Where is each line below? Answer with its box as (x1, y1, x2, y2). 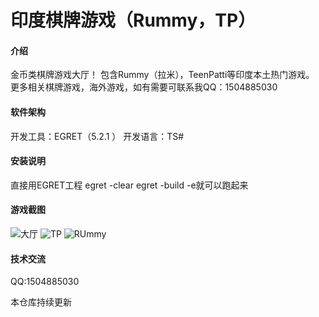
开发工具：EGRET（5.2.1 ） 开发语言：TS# (10, 130, 185, 142)
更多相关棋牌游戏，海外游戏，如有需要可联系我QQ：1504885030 (10, 81, 278, 93)
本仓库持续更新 (10, 296, 72, 308)
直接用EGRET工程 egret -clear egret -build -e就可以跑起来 (10, 179, 249, 191)
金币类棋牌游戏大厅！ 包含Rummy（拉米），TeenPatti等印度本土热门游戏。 (10, 69, 315, 81)
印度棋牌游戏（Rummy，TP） (10, 9, 257, 32)
